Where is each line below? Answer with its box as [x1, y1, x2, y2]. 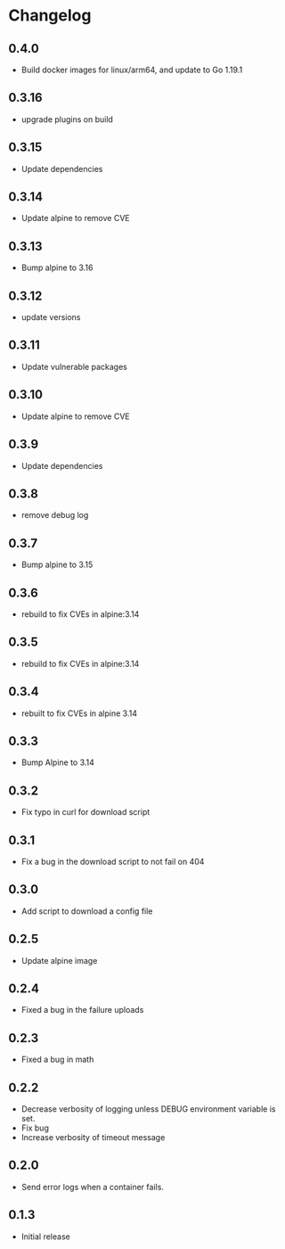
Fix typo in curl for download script [20, 807, 151, 818]
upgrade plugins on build [20, 113, 113, 125]
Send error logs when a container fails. [20, 1181, 164, 1192]
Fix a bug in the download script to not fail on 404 [20, 857, 205, 867]
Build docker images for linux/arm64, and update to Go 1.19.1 [20, 64, 243, 75]
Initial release [20, 1231, 70, 1242]
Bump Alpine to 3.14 [20, 757, 95, 768]
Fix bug [20, 1122, 50, 1133]
